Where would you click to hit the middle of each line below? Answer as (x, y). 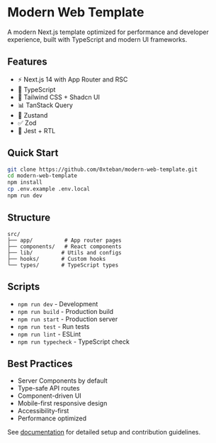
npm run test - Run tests (53, 326)
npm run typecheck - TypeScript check (73, 342)
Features (27, 62)
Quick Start (33, 153)
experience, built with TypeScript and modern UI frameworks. (97, 39)
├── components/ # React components (64, 246)
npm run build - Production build (66, 311)
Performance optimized (52, 418)
